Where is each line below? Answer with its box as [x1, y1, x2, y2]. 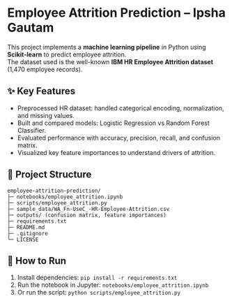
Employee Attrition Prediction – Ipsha [7, 5, 226, 21]
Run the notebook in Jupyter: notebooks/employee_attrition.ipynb [17, 281, 209, 289]
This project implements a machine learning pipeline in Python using [7, 43, 207, 51]
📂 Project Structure [7, 169, 92, 181]
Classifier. [17, 126, 47, 134]
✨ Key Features [7, 85, 75, 97]
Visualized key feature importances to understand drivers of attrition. [17, 148, 216, 156]
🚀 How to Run [7, 255, 67, 267]
